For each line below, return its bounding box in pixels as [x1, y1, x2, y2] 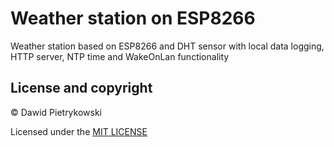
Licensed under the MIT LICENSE [10, 125, 148, 137]
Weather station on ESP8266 [10, 7, 256, 30]
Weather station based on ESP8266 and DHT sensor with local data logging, [10, 40, 325, 52]
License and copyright [10, 80, 153, 97]
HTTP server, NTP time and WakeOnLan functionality [10, 50, 230, 62]
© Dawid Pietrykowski [10, 106, 102, 118]
